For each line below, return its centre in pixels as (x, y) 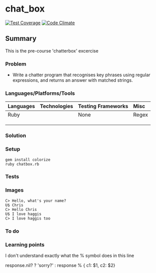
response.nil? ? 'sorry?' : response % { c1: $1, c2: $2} (60, 265)
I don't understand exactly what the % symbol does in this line (70, 256)
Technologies (57, 106)
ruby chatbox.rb (22, 164)
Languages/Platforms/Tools (40, 93)
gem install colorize (28, 159)
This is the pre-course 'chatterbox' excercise (52, 50)
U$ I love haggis (23, 214)
